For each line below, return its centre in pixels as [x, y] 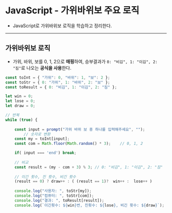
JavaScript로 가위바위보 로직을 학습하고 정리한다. [62, 26]
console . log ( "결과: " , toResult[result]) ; [59, 200]
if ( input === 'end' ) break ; [46, 153]
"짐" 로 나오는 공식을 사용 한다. [42, 68]
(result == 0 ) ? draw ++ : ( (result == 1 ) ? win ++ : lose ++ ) [83, 182]
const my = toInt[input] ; [42, 139]
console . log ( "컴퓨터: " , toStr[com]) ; [54, 196]
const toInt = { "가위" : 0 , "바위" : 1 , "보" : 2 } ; [58, 77]
